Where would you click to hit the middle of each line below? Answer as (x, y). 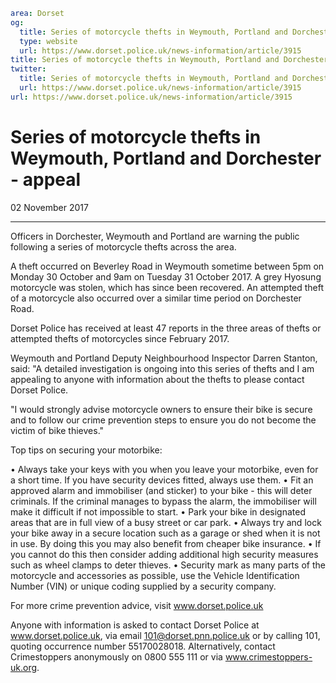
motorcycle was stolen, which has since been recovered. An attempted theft (167, 287)
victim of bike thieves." (57, 430)
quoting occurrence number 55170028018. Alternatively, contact (143, 646)
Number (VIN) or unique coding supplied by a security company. (143, 586)
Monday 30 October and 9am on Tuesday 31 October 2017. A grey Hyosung (166, 276)
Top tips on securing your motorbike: (86, 450)
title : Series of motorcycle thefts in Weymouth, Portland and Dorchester (169, 60)
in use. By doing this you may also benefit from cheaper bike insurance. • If (166, 543)
